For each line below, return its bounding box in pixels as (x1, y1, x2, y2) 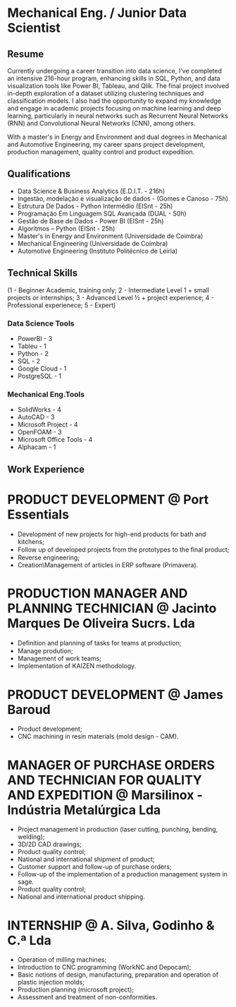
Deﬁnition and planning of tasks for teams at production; (17, 639, 182, 648)
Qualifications (7, 168, 71, 180)
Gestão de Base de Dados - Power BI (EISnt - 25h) (17, 216, 164, 225)
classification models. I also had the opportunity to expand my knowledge (7, 97, 222, 105)
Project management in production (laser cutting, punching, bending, (17, 825, 218, 834)
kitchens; (17, 537, 44, 545)
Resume (7, 48, 44, 60)
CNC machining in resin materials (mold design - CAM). (17, 732, 179, 741)
